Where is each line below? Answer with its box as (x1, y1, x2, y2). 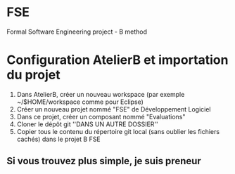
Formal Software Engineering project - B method (6, 27, 148, 36)
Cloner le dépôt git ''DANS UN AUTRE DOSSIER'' (16, 120, 159, 128)
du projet (6, 67, 61, 83)
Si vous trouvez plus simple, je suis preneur (6, 155, 201, 167)
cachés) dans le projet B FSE (16, 135, 101, 143)
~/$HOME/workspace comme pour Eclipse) (16, 98, 144, 106)
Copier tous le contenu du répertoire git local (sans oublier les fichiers (16, 127, 220, 135)
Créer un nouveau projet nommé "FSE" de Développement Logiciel (16, 105, 211, 113)
